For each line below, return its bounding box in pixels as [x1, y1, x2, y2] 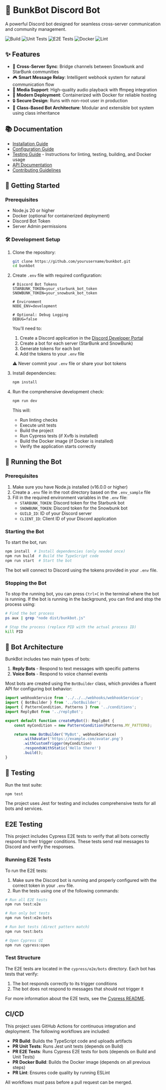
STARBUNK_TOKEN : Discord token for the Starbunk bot [19, 500, 125, 506]
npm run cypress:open [5, 943, 50, 947]
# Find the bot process [5, 611, 55, 616]
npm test [5, 792, 23, 797]
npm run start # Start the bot [5, 558, 72, 563]
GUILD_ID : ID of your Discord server [19, 510, 92, 516]
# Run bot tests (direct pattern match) [5, 925, 90, 930]
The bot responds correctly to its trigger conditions [12, 980, 117, 986]
